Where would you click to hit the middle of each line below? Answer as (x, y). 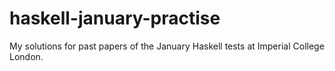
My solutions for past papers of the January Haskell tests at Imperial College (167, 46)
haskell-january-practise (115, 18)
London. (26, 56)
